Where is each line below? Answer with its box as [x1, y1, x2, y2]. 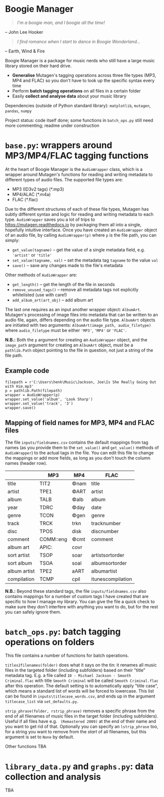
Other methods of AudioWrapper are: [5, 272, 77, 278]
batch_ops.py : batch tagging [5, 626, 121, 637]
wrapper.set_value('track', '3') [5, 401, 73, 406]
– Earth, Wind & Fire [5, 48, 45, 54]
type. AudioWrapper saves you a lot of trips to [5, 217, 95, 222]
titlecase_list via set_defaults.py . [5, 699, 78, 704]
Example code [5, 366, 49, 375]
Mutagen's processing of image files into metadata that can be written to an [5, 312, 158, 317]
